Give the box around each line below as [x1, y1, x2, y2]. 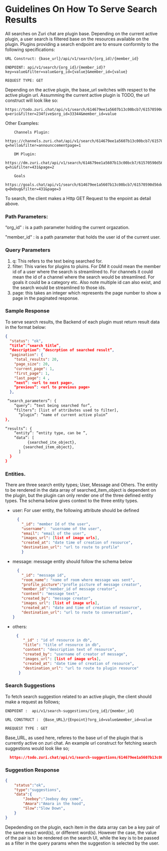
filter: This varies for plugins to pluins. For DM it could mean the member [12, 263, 161, 269]
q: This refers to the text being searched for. [12, 258, 103, 264]
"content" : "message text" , [21, 591, 80, 596]
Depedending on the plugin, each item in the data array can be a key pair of [5, 824, 160, 830]
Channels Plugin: [14, 130, 50, 135]
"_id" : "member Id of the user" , [21, 522, 91, 527]
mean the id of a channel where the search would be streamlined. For [12, 274, 155, 280]
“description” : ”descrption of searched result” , [9, 348, 114, 353]
